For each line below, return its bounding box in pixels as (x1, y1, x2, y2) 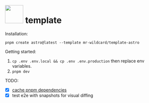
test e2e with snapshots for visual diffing (12, 92, 93, 98)
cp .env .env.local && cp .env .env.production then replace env (12, 58, 145, 64)
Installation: (5, 30, 28, 36)
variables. (12, 63, 32, 69)
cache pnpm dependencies (12, 87, 67, 93)
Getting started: (5, 48, 36, 54)
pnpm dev (12, 69, 30, 74)
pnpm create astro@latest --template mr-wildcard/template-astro (5, 40, 139, 45)
